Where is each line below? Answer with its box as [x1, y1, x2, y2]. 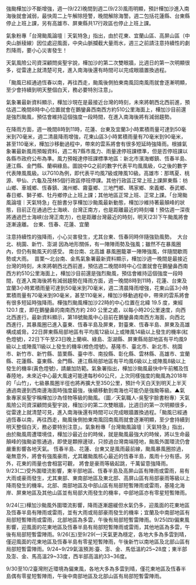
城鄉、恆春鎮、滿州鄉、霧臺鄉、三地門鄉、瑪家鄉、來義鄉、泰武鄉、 [26, 184, 190, 191]
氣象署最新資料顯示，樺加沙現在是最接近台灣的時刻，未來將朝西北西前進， [6, 99, 185, 105]
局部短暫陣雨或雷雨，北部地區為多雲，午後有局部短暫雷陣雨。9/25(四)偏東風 [6, 517, 190, 523]
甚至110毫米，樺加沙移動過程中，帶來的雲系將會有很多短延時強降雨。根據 [6, 140, 183, 147]
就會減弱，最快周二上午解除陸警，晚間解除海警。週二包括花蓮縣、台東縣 [16, 12, 190, 19]
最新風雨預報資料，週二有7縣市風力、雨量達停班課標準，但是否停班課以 [16, 148, 188, 154]
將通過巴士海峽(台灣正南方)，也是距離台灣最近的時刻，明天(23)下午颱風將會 [6, 214, 188, 221]
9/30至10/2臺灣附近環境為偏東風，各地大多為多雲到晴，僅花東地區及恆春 [6, 565, 181, 572]
